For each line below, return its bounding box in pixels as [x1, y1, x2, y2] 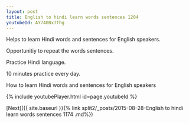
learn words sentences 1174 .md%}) [6, 111, 93, 118]
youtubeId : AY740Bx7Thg [6, 20, 65, 25]
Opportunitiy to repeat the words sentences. [6, 47, 114, 54]
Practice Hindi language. [6, 59, 66, 66]
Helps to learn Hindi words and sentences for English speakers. [6, 36, 161, 43]
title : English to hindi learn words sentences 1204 [6, 14, 139, 20]
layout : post [6, 8, 38, 15]
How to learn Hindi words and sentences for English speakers [6, 82, 157, 89]
